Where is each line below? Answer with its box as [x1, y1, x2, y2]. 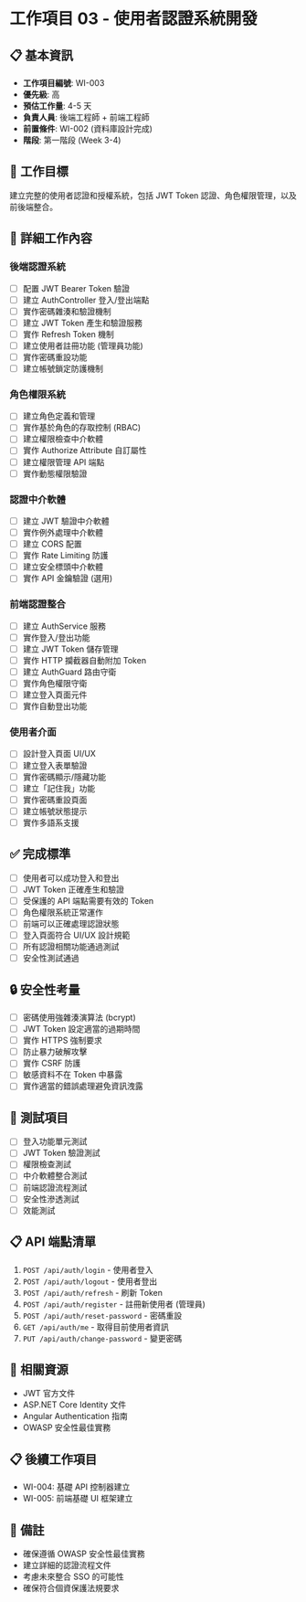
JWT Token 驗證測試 [22, 1148, 100, 1159]
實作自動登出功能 [22, 701, 88, 712]
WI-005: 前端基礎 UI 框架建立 [22, 1493, 133, 1504]
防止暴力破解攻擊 [22, 1046, 88, 1057]
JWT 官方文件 [22, 1388, 76, 1399]
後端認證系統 [9, 260, 67, 273]
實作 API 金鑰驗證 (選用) [22, 573, 113, 584]
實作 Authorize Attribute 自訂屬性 [22, 445, 148, 456]
